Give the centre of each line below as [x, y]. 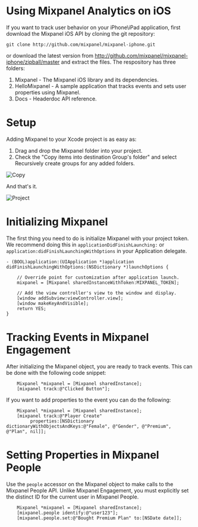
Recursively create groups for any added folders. [75, 163]
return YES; [32, 308]
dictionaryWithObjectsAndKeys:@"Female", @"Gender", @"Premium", [89, 426]
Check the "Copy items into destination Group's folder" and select [96, 157]
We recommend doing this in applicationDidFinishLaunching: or [85, 244]
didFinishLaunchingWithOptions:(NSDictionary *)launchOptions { [87, 267]
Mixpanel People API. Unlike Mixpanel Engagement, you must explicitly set [98, 490]
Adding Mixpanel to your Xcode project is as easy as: [71, 139]
